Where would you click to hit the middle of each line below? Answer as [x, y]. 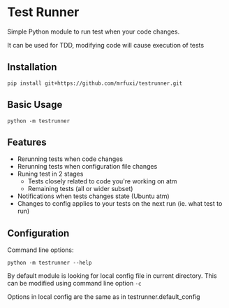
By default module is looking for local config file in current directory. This [112, 276]
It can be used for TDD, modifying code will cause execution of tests [106, 45]
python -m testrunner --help [50, 263]
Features [27, 142]
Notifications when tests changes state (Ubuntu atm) [93, 196]
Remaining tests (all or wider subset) [80, 189]
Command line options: [40, 250]
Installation [32, 67]
